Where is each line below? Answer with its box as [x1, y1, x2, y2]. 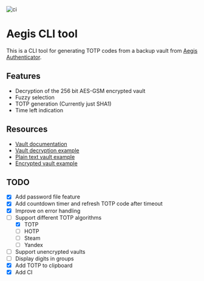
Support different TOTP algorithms [15, 214, 102, 221]
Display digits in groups [15, 255, 74, 262]
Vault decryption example [15, 146, 80, 154]
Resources [6, 124, 48, 135]
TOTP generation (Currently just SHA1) [15, 100, 112, 107]
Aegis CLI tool [6, 27, 78, 41]
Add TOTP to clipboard [15, 262, 73, 269]
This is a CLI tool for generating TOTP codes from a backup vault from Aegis [6, 47, 198, 54]
